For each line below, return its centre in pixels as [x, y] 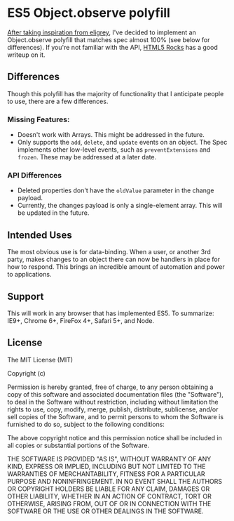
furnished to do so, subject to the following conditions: [86, 424]
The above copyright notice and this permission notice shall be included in [115, 437]
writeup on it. [26, 55]
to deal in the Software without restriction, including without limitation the [113, 402]
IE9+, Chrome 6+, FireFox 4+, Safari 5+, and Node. [81, 320]
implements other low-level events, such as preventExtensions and [114, 150]
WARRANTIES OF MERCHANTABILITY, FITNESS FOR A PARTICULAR [106, 474]
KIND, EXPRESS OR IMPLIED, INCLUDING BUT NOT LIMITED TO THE [106, 466]
